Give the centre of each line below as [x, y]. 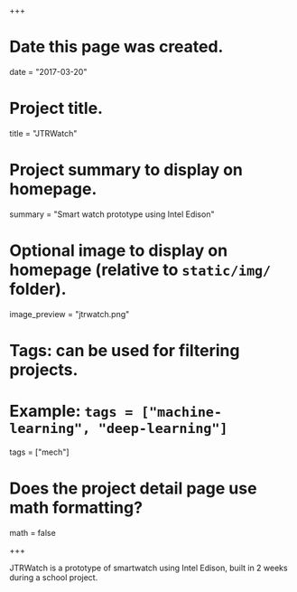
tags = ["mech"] [39, 452]
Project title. [56, 108]
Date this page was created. [116, 47]
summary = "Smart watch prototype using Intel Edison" [112, 214]
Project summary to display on [126, 170]
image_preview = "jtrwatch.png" [70, 314]
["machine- [182, 413]
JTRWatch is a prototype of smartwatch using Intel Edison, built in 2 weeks [148, 568]
